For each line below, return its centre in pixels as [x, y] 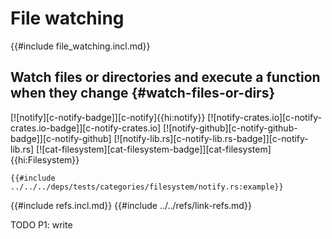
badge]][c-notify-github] [61, 138]
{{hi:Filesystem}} [45, 159]
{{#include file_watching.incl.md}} [80, 46]
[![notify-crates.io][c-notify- [264, 117]
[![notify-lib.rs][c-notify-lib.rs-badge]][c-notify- [211, 138]
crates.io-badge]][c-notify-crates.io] [86, 128]
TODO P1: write [41, 224]
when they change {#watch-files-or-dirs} [143, 93]
